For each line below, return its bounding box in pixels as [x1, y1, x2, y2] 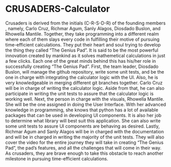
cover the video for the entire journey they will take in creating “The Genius [5, 139, 164, 146]
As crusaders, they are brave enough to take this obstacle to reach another [5, 150, 164, 156]
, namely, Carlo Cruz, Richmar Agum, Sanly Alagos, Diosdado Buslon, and [5, 25, 161, 31]
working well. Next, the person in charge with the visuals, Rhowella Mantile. [5, 96, 165, 102]
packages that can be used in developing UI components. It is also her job [5, 112, 162, 118]
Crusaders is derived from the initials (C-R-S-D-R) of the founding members [5, 20, 166, 26]
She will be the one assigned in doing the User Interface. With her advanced [5, 101, 166, 107]
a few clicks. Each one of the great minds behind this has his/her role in [5, 58, 156, 64]
